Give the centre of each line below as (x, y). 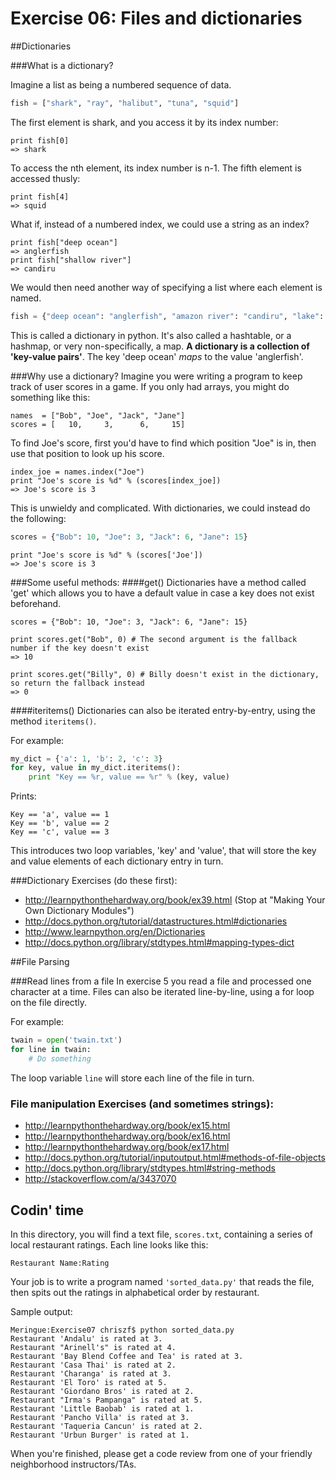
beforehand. (36, 603)
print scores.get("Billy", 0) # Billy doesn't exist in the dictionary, (165, 674)
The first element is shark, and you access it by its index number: (144, 122)
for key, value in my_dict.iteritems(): (96, 768)
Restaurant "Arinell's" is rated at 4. (93, 1347)
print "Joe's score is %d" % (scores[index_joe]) (116, 480)
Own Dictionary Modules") (79, 911)
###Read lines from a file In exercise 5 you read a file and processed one (161, 981)
